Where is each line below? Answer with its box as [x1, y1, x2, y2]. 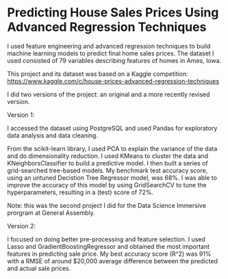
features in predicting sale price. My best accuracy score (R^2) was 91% [7, 250, 212, 258]
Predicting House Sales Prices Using [7, 5, 219, 21]
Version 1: [7, 111, 35, 119]
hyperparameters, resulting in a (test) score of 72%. [7, 188, 154, 196]
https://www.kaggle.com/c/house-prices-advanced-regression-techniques [7, 77, 220, 85]
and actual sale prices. [7, 264, 71, 272]
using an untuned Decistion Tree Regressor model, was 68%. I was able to [7, 173, 218, 182]
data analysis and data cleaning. [7, 131, 98, 139]
